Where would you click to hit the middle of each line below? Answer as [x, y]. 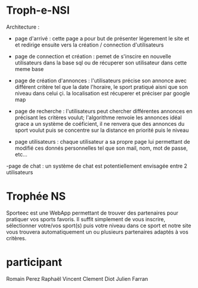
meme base [29, 69]
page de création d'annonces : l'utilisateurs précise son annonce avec [101, 80]
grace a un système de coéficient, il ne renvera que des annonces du [100, 123]
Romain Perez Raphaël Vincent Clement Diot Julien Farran [77, 278]
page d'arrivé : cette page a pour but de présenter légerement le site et [102, 38]
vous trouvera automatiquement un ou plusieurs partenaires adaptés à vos [97, 232]
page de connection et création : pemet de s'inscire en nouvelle [93, 56]
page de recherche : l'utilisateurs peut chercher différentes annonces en [103, 111]
